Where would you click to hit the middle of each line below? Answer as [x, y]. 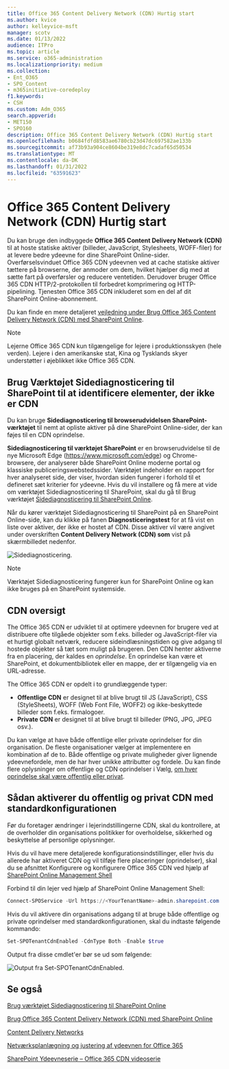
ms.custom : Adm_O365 [37, 109]
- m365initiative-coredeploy [49, 90]
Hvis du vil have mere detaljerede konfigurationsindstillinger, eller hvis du [110, 853]
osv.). [25, 727]
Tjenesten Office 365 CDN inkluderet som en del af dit [114, 292]
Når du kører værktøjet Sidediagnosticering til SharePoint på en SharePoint [113, 513]
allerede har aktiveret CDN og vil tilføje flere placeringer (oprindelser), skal [112, 860]
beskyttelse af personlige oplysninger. [61, 840]
